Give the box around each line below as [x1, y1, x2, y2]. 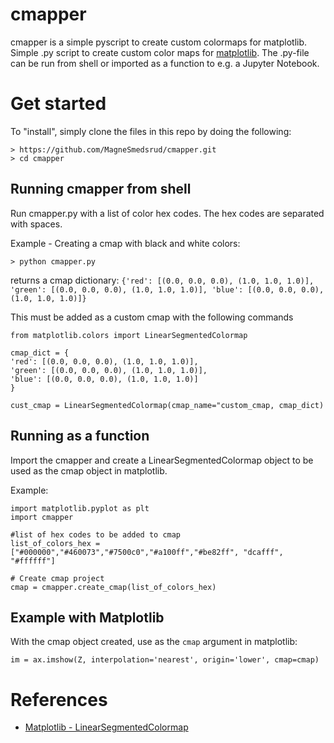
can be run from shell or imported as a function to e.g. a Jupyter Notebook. [10, 57, 320, 69]
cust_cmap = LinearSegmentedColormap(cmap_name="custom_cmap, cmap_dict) [10, 400, 325, 410]
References [10, 688, 108, 711]
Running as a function [10, 428, 150, 445]
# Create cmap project [10, 573, 105, 583]
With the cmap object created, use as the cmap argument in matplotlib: [10, 636, 298, 648]
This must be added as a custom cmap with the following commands [10, 311, 294, 323]
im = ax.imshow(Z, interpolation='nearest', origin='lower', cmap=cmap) [10, 655, 320, 665]
